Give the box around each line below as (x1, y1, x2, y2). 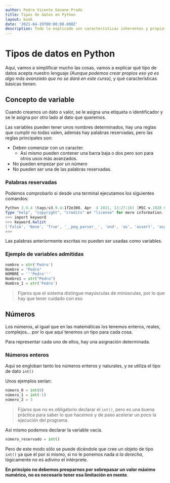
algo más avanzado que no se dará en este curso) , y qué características (5, 75, 157, 81)
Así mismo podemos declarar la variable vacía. (5, 427, 103, 433)
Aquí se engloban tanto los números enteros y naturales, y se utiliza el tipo (5, 363, 161, 369)
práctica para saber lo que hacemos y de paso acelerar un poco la (17, 412, 156, 418)
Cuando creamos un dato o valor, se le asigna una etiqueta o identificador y (5, 109, 163, 115)
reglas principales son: (5, 135, 53, 141)
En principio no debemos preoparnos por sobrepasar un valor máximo (5, 466, 156, 472)
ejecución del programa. (17, 417, 69, 423)
